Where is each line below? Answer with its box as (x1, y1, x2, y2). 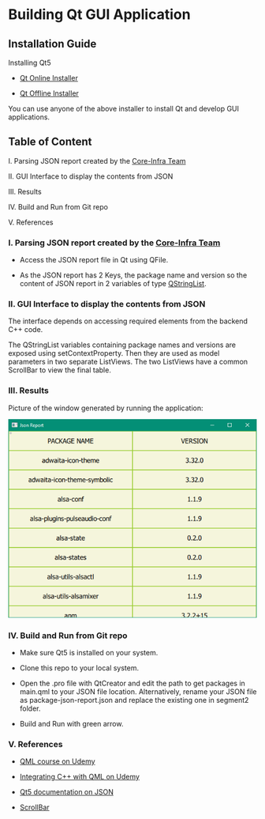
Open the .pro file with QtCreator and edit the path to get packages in (19, 678, 246, 688)
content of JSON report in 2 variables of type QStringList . (19, 279, 207, 289)
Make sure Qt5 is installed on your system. (19, 647, 159, 657)
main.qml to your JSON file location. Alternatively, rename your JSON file (19, 686, 258, 696)
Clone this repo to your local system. (19, 662, 140, 673)
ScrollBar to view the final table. (8, 365, 112, 375)
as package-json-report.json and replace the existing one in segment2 (19, 695, 249, 704)
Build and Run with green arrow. (19, 719, 124, 728)
